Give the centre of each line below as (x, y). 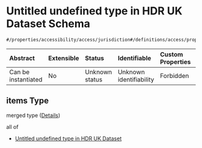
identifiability (136, 79)
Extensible (63, 58)
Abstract (22, 58)
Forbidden (175, 75)
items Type (28, 101)
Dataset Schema (48, 24)
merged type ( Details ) (33, 115)
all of (13, 126)
